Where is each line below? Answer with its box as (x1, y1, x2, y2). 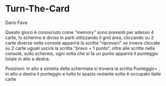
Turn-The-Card (5, 3, 70, 14)
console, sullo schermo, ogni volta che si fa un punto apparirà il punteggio (5, 50, 158, 56)
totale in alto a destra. (5, 55, 50, 61)
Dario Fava (5, 19, 28, 25)
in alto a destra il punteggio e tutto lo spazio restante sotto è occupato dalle (5, 70, 161, 76)
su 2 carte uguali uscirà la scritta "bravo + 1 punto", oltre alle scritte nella (5, 45, 155, 51)
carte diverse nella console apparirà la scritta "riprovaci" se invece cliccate (5, 39, 160, 45)
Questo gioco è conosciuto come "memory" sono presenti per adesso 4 (5, 29, 154, 35)
